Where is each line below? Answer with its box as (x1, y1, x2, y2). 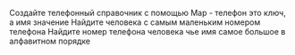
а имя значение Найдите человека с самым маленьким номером (9, 17, 261, 27)
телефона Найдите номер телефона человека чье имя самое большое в (9, 27, 286, 36)
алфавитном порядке (9, 35, 91, 46)
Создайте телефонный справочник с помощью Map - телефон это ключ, (9, 8, 286, 18)
